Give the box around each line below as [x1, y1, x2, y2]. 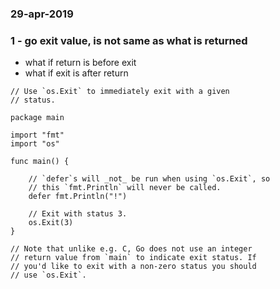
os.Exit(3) [28, 218, 74, 228]
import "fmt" [10, 130, 65, 141]
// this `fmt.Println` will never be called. [28, 183, 222, 193]
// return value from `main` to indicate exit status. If [10, 253, 257, 263]
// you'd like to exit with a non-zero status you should [10, 262, 257, 272]
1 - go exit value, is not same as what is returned [10, 33, 248, 47]
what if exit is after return [24, 67, 129, 79]
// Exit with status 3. [28, 209, 128, 219]
